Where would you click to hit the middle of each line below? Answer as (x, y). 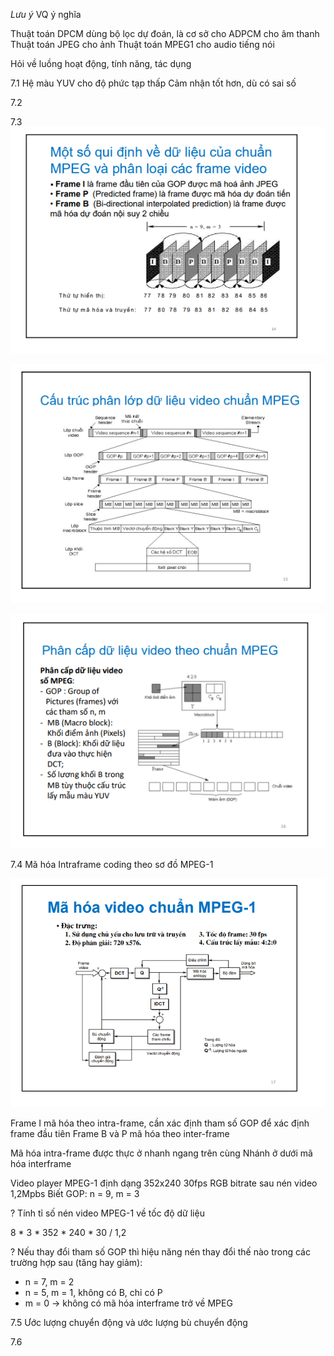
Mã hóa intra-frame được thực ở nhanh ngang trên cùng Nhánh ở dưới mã (161, 1153)
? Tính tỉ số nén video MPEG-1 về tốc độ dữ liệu (107, 1213)
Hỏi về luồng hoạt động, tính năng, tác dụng (101, 63)
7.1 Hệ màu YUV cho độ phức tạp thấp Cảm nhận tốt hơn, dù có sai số (153, 83)
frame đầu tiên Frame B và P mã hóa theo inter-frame (120, 1134)
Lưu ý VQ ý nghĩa (46, 14)
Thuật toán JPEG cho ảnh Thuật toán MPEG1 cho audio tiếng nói (142, 44)
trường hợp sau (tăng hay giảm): (76, 1263)
